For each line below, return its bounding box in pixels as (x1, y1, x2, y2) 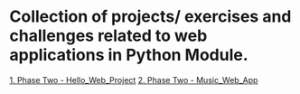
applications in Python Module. (9, 45, 248, 65)
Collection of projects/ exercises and (9, 6, 292, 27)
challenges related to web (9, 25, 208, 46)
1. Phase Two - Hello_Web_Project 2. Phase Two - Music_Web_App (9, 74, 258, 85)
